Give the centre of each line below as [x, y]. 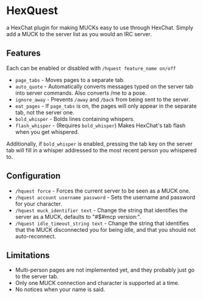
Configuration [34, 176]
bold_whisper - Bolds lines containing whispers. [75, 119]
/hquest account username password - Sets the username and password [105, 197]
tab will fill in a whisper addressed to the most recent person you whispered [101, 150]
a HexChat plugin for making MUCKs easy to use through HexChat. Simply [100, 28]
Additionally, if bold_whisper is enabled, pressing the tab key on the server [100, 144]
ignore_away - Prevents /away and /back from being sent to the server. [102, 99]
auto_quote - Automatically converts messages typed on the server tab [104, 86]
